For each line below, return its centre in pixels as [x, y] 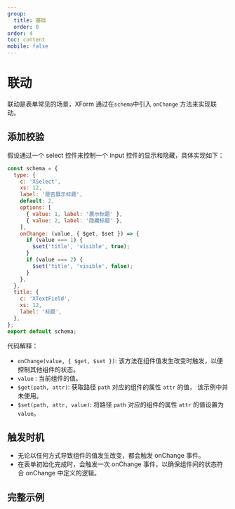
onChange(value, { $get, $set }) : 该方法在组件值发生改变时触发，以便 [120, 360]
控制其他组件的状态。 [48, 369]
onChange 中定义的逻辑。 [63, 473]
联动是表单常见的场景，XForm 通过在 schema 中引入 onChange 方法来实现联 [112, 104]
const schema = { [33, 168]
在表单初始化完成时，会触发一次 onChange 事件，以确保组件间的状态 [117, 464]
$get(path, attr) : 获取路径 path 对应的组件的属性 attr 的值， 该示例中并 [123, 387]
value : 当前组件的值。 [49, 378]
